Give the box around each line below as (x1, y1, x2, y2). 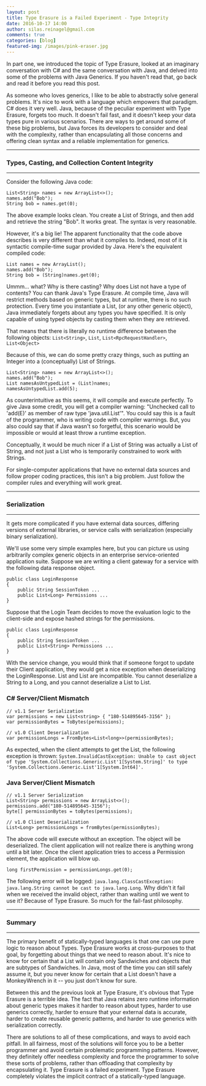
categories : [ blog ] (6, 37, 56, 44)
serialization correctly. (6, 1022, 63, 1029)
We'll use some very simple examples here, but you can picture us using (6, 545, 189, 552)
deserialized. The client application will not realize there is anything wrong (6, 842, 194, 850)
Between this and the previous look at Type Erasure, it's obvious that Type (6, 989, 194, 996)
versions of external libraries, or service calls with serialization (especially (6, 526, 193, 534)
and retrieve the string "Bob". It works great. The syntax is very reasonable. (6, 218, 197, 225)
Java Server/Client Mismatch (6, 778, 95, 787)
